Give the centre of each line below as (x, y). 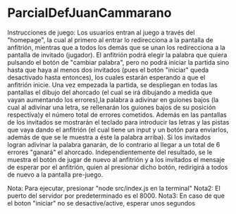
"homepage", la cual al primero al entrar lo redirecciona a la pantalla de (110, 39)
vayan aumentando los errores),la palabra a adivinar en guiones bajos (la (113, 99)
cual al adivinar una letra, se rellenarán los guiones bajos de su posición (112, 107)
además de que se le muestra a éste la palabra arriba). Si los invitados (109, 137)
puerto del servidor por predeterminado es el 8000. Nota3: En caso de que (116, 196)
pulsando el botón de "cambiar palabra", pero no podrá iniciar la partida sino (118, 62)
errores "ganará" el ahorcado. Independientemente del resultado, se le (110, 152)
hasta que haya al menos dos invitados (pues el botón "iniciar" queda (108, 70)
